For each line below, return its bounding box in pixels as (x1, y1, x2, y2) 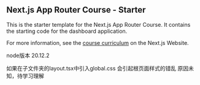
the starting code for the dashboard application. (6, 27, 128, 35)
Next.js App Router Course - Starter (6, 5, 146, 15)
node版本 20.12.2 (6, 52, 50, 59)
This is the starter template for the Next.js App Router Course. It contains (6, 21, 191, 28)
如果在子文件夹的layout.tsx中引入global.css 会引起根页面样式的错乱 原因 (6, 64, 189, 72)
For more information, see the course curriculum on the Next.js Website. (6, 39, 189, 46)
